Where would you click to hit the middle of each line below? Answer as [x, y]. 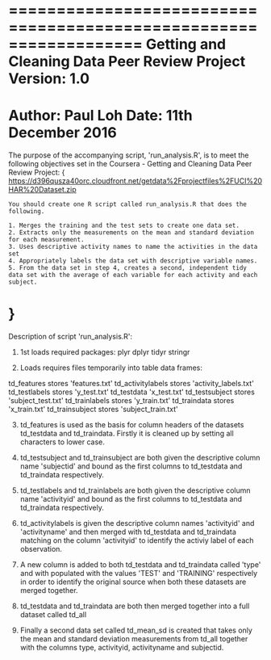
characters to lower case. [62, 442]
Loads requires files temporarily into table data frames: [111, 368]
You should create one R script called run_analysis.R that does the [128, 204]
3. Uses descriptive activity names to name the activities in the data [133, 247]
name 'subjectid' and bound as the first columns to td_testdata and [131, 466]
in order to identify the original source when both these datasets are [133, 582]
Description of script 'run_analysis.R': [71, 337]
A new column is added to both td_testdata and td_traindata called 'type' [140, 565]
